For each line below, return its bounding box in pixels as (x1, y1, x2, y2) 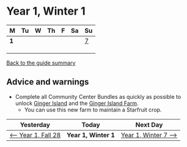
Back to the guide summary (6, 59, 76, 66)
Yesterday (20, 120, 51, 129)
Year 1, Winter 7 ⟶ (120, 131, 178, 139)
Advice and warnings (6, 77, 89, 87)
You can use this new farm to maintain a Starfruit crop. (24, 106, 162, 113)
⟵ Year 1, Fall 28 (9, 131, 61, 139)
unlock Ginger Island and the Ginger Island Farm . (15, 99, 139, 107)
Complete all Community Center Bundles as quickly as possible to (15, 93, 182, 100)
